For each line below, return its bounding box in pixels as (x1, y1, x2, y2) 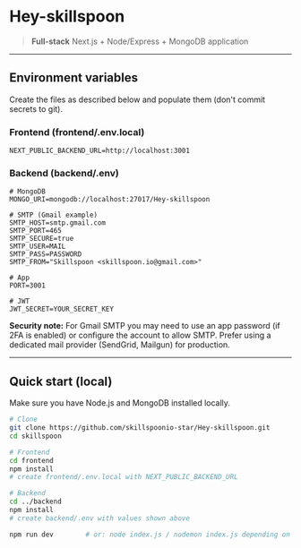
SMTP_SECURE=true (9, 235, 74, 244)
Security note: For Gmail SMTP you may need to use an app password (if (9, 321, 280, 331)
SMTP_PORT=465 (9, 227, 63, 235)
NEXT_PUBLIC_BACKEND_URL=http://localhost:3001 (9, 146, 191, 156)
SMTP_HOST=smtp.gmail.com (9, 218, 106, 227)
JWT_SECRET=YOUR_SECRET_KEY (9, 304, 115, 314)
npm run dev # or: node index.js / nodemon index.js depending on (9, 530, 291, 539)
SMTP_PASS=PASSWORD (9, 250, 82, 259)
